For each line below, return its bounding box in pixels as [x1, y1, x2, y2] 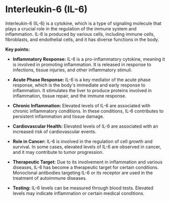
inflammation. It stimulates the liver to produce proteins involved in [12, 87, 152, 93]
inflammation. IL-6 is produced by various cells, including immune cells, [5, 31, 155, 37]
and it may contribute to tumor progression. [12, 149, 104, 155]
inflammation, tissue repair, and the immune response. [12, 93, 127, 99]
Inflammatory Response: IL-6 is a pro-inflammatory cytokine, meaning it [12, 56, 165, 62]
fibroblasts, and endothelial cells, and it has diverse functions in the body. [5, 36, 159, 43]
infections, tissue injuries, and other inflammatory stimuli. [12, 67, 132, 73]
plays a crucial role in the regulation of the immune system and [5, 25, 137, 31]
